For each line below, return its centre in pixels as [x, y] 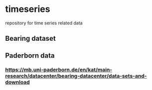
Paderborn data [30, 55]
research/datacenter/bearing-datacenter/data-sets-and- [76, 76]
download [17, 82]
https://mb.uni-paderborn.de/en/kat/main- [59, 70]
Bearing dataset [30, 39]
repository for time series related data [44, 23]
